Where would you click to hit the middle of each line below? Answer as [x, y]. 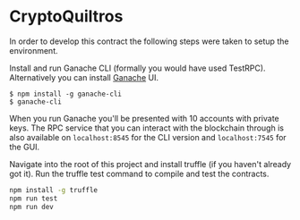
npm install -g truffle [54, 190]
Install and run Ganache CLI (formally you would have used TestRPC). [137, 68]
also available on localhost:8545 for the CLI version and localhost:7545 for [148, 137]
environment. [34, 50]
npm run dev [31, 207]
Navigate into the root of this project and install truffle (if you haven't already [150, 164]
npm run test [34, 199]
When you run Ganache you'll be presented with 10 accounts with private [144, 118]
